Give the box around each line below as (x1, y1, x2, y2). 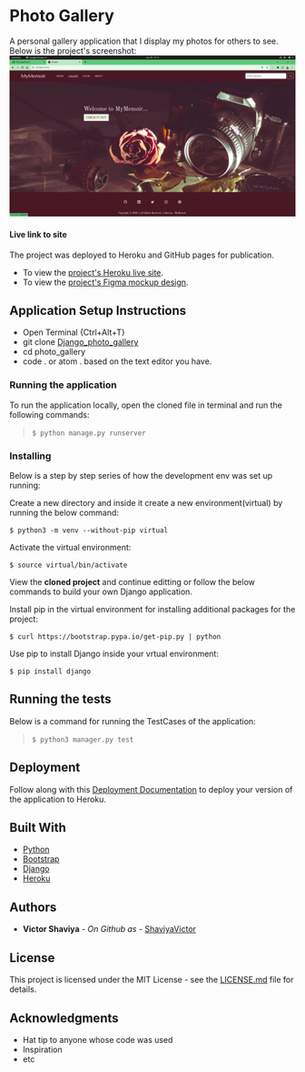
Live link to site (9, 229, 68, 240)
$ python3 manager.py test (31, 734, 134, 744)
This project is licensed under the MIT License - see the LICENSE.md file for (9, 975, 294, 986)
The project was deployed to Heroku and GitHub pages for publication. (9, 249, 275, 260)
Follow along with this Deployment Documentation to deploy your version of (9, 784, 293, 794)
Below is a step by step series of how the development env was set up (9, 470, 273, 481)
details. (9, 984, 37, 995)
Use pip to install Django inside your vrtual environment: (9, 648, 220, 660)
